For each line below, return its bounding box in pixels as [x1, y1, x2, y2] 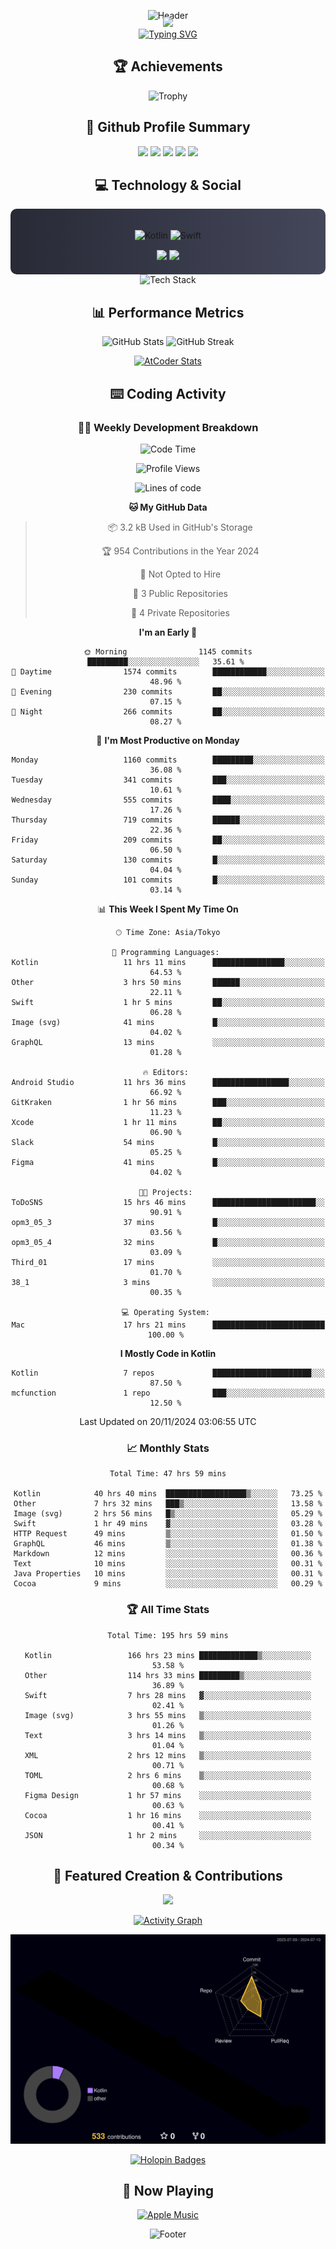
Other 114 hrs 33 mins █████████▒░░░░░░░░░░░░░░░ [24, 1670, 312, 1680]
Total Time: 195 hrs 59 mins [107, 1630, 229, 1640]
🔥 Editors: [142, 1067, 189, 1077]
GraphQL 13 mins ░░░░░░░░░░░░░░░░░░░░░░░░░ [11, 1037, 325, 1047]
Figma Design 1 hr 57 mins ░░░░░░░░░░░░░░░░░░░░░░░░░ [24, 1790, 312, 1800]
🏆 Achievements [113, 58, 223, 75]
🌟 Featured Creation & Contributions [53, 1867, 283, 1884]
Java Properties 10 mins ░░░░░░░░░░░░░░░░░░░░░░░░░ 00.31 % [13, 1569, 323, 1579]
